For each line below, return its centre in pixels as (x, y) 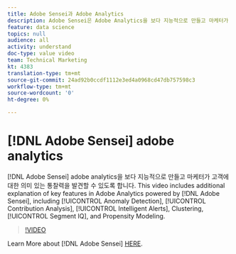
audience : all (28, 40)
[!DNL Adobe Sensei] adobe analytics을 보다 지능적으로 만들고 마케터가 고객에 (118, 176)
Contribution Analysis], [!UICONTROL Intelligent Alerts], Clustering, (106, 208)
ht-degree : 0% (28, 100)
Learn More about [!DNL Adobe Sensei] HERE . (75, 243)
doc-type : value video (41, 54)
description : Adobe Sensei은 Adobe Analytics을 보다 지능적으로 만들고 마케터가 (118, 21)
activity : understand (39, 47)
